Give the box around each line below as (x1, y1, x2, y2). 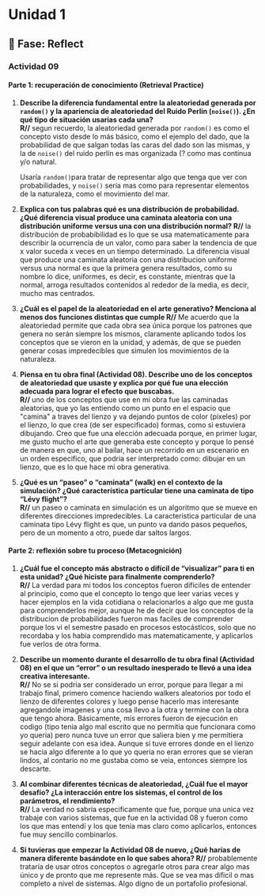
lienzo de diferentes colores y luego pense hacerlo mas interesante (19, 697, 240, 706)
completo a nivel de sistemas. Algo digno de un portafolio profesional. (19, 879, 248, 888)
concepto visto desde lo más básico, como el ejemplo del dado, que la (19, 131, 250, 141)
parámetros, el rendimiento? (19, 795, 115, 805)
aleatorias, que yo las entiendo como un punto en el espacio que (19, 403, 231, 412)
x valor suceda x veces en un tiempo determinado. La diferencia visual (19, 246, 251, 256)
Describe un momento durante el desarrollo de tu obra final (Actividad (19, 655, 255, 664)
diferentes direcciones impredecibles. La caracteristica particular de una (19, 511, 257, 520)
